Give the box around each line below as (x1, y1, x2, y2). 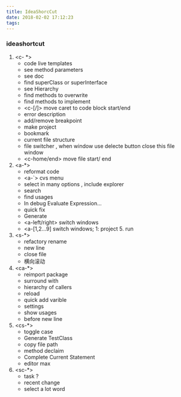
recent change (23, 378, 60, 386)
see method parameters (23, 66, 83, 73)
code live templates (23, 59, 73, 66)
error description (23, 110, 66, 117)
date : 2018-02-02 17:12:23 (6, 14, 74, 20)
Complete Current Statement (23, 353, 95, 360)
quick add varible (23, 296, 67, 303)
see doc (23, 72, 44, 80)
